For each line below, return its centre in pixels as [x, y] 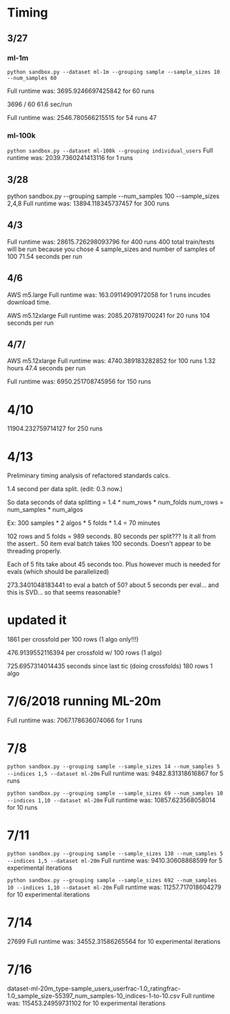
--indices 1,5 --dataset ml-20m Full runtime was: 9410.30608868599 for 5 [115, 861]
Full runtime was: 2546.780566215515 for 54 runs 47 [82, 117]
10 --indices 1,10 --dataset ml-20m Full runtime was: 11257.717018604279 [114, 887]
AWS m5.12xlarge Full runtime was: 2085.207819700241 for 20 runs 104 [109, 315]
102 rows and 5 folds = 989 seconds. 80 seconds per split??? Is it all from [112, 537]
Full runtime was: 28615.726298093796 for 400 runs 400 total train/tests [111, 241]
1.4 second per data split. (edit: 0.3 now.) [65, 489]
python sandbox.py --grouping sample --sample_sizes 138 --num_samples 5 [115, 854]
